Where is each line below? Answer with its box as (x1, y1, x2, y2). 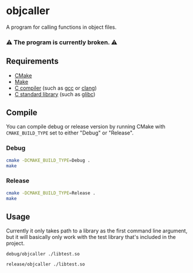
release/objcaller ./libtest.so (6, 261, 85, 268)
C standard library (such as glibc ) (14, 90, 96, 97)
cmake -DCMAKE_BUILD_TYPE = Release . (6, 190, 96, 196)
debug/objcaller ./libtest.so (6, 251, 80, 257)
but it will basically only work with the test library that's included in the (6, 234, 176, 241)
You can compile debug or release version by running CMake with (6, 123, 166, 130)
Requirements (6, 56, 59, 66)
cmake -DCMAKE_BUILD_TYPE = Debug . (6, 157, 91, 163)
